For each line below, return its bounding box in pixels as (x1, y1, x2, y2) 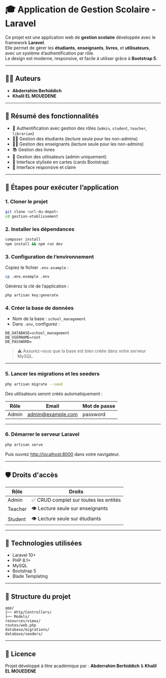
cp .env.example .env (5, 274, 50, 279)
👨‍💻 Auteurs (5, 74, 41, 83)
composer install (5, 237, 41, 242)
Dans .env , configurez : (12, 321, 60, 327)
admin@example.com (27, 410, 78, 417)
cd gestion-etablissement (5, 214, 58, 219)
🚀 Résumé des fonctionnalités (5, 112, 99, 121)
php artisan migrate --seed (5, 382, 63, 387)
